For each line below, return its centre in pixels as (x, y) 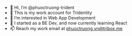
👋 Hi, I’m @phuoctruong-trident (42, 8)
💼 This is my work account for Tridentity (51, 13)
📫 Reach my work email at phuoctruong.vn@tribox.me (66, 28)
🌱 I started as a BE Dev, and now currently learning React (68, 23)
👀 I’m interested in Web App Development (53, 18)
